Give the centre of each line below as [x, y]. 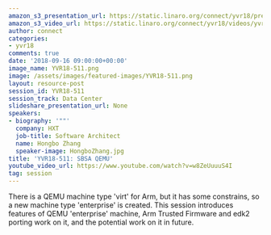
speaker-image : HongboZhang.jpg [70, 151]
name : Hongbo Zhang [48, 143]
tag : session [30, 174]
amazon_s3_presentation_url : [57, 16]
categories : [28, 38]
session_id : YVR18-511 [46, 91]
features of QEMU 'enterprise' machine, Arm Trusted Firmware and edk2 [129, 214]
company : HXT [38, 128]
